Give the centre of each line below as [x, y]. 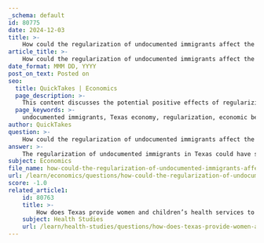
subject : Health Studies [63, 219]
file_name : [26, 169]
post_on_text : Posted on [49, 74]
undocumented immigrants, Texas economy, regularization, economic [135, 118]
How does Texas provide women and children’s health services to [146, 212]
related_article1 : [38, 190]
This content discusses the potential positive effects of [121, 103]
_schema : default [37, 15]
